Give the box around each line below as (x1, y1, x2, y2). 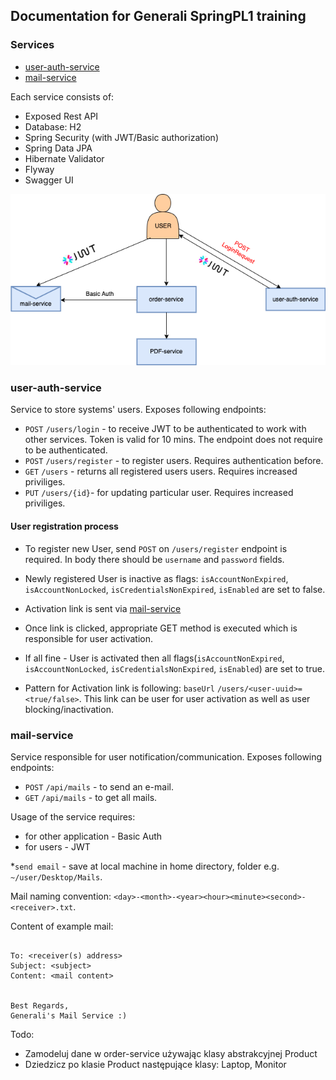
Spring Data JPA (24, 142, 93, 154)
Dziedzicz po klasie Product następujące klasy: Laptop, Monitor (24, 1058, 287, 1070)
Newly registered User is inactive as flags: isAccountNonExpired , (24, 572, 289, 584)
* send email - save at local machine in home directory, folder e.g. (10, 860, 280, 872)
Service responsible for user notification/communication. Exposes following (10, 750, 323, 763)
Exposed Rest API (24, 110, 99, 122)
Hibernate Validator (24, 152, 105, 164)
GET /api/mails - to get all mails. (24, 791, 158, 803)
